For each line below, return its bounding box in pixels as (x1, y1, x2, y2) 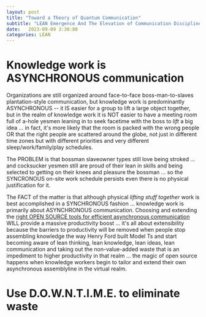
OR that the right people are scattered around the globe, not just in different (6, 131, 197, 138)
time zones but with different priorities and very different (6, 137, 149, 145)
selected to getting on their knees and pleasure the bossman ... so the (6, 169, 183, 176)
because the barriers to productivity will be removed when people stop (6, 226, 186, 234)
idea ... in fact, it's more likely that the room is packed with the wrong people (6, 124, 200, 132)
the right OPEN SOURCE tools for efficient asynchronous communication (6, 213, 190, 221)
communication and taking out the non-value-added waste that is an (6, 246, 180, 253)
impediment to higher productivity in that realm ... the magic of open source (6, 252, 197, 259)
